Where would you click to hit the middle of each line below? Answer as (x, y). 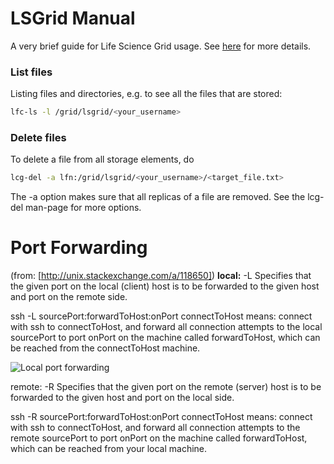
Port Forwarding (79, 248)
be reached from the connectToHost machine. (105, 348)
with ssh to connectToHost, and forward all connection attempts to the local (166, 327)
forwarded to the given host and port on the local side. (122, 398)
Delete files (38, 138)
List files (31, 72)
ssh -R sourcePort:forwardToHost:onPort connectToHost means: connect (161, 417)
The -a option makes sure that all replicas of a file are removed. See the (158, 197)
